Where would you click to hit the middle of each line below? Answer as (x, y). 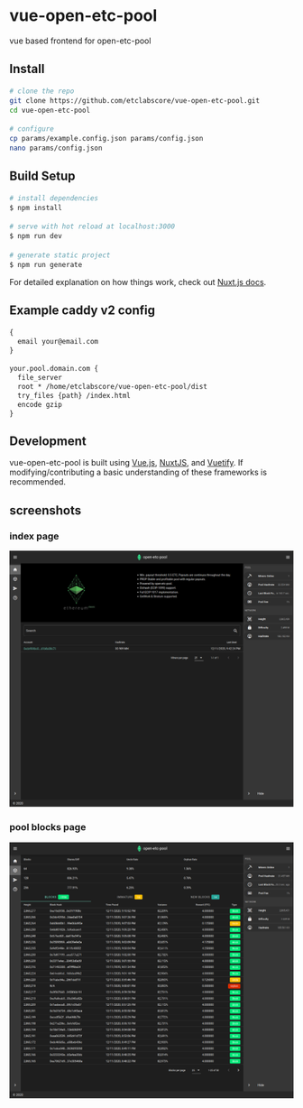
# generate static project (60, 255)
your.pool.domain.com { (54, 368)
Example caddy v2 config (83, 311)
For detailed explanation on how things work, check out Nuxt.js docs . (138, 282)
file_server (40, 377)
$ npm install (36, 208)
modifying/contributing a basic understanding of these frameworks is (138, 472)
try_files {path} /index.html (74, 395)
